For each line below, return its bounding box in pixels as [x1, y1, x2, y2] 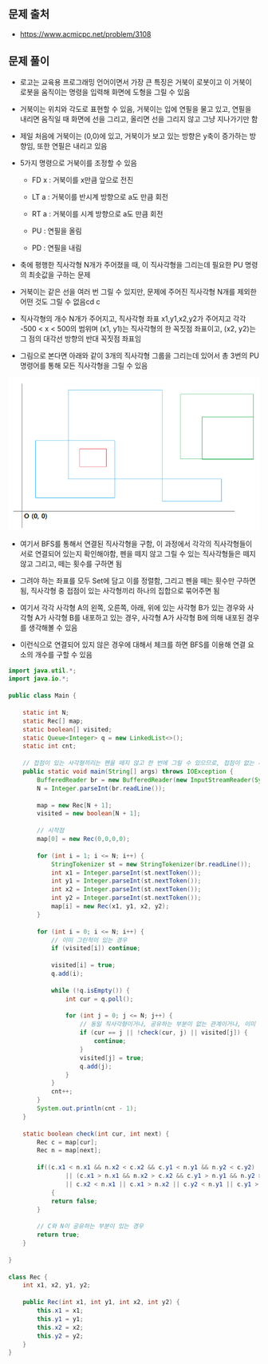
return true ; [37, 1231, 81, 1239]
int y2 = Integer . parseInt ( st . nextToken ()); [50, 894, 202, 902]
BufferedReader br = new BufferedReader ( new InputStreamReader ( [37, 775, 255, 784]
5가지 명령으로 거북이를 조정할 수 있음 [19, 158, 137, 168]
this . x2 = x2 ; [37, 1323, 84, 1331]
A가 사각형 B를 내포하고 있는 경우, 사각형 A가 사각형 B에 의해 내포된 [34, 613, 245, 622]
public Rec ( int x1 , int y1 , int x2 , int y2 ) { [22, 1299, 180, 1307]
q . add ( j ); [79, 1062, 112, 1070]
